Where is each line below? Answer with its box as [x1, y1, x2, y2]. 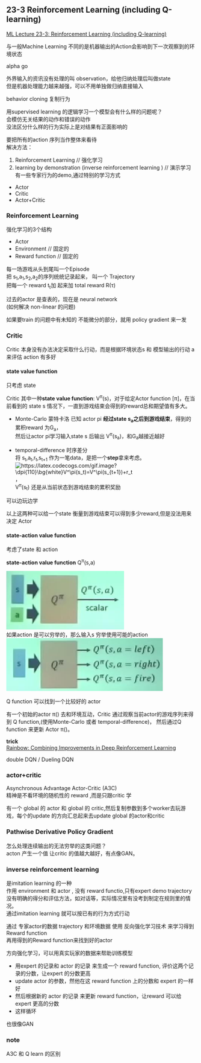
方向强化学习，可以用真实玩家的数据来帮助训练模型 [6, 949, 133, 956]
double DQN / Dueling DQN [6, 756, 74, 763]
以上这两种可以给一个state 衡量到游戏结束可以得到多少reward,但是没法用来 [6, 510, 192, 517]
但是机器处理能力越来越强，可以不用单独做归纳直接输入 [6, 82, 143, 89]
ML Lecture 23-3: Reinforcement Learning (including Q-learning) [6, 30, 167, 37]
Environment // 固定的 [14, 245, 69, 252]
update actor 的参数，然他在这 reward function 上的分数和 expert [14, 977, 176, 985]
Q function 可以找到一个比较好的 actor [6, 698, 101, 705]
